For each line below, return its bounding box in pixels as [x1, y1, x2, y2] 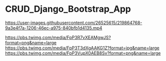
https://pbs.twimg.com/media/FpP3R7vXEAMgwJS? [5, 34, 111, 40]
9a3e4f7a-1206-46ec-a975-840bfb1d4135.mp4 [5, 25, 103, 30]
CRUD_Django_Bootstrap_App [5, 3, 131, 15]
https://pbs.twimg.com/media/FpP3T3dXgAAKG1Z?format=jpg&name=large [5, 45, 160, 51]
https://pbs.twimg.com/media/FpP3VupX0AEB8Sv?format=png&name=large [5, 50, 161, 56]
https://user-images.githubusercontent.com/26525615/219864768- [5, 20, 142, 26]
